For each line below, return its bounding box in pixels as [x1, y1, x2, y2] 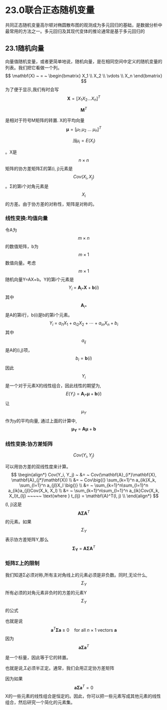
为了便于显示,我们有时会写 [5, 86, 59, 92]
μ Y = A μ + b [71, 426, 96, 433]
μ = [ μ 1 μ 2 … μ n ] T [66, 125, 102, 134]
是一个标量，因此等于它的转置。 [5, 655, 71, 661]
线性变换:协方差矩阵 [5, 440, 53, 447]
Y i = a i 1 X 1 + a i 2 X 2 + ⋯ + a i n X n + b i [49, 320, 119, 327]
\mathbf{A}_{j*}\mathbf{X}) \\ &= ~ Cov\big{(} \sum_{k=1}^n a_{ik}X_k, [11, 477, 157, 483]
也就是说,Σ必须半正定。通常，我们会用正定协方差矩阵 [5, 665, 115, 671]
